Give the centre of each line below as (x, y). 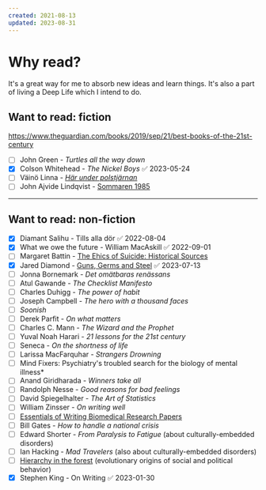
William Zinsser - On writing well (72, 407)
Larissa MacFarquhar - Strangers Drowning (90, 354)
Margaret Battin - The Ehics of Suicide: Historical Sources (114, 256)
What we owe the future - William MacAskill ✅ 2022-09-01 (115, 247)
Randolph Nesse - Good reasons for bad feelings (100, 390)
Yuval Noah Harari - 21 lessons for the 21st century (103, 336)
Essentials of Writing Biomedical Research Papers (101, 416)
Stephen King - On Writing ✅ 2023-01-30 (87, 477)
